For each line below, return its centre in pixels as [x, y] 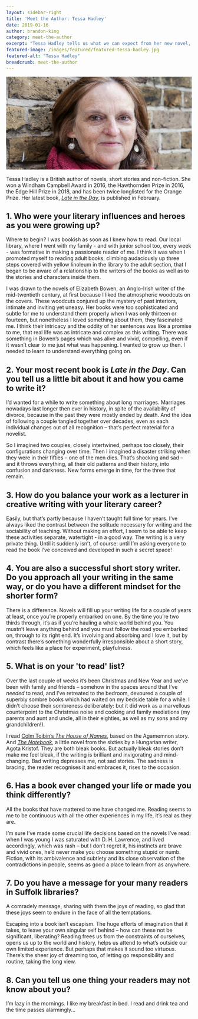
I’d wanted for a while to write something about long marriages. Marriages [96, 402]
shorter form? [32, 596]
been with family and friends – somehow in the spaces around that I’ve [92, 686]
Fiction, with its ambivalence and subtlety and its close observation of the [95, 858]
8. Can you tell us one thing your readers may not [98, 980]
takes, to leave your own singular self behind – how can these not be [89, 930]
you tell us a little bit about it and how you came [95, 379]
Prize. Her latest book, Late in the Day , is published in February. [83, 198]
